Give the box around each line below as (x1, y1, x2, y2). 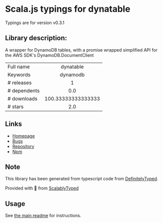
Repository (12, 143, 34, 149)
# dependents (7, 87, 40, 94)
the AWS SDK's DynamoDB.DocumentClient (5, 52, 94, 58)
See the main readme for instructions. (5, 213, 81, 219)
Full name (7, 63, 30, 70)
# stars (7, 103, 24, 110)
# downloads (7, 95, 38, 102)
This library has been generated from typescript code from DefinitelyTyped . (5, 176, 159, 182)
